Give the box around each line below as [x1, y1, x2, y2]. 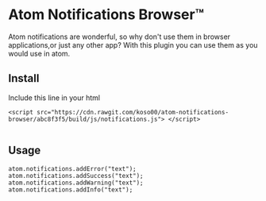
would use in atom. [8, 48, 71, 58]
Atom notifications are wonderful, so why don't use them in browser [8, 32, 231, 41]
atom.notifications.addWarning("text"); [8, 179, 145, 187]
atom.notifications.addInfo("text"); [8, 185, 133, 194]
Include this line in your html [8, 93, 101, 102]
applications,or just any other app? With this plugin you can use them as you [8, 40, 258, 49]
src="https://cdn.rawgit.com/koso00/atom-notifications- [37, 108, 229, 116]
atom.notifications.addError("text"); [8, 164, 137, 172]
